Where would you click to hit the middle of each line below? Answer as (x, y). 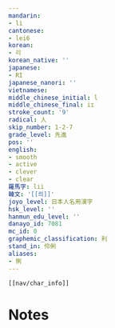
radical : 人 (28, 120)
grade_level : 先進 (38, 134)
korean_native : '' (39, 61)
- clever (23, 172)
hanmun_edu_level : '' (44, 217)
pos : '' (21, 142)
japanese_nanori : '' (43, 82)
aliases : (23, 254)
